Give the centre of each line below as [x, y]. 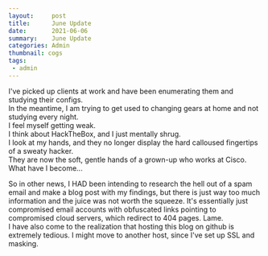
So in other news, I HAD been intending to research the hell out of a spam [130, 184]
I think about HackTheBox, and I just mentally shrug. [95, 134]
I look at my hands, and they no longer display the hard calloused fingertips [133, 142]
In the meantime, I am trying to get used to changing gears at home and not [134, 108]
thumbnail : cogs [35, 53]
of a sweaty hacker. [41, 151]
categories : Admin [39, 46]
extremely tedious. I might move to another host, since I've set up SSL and [132, 235]
